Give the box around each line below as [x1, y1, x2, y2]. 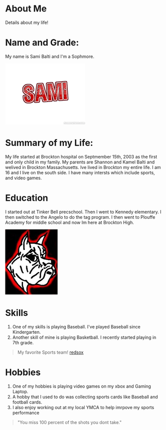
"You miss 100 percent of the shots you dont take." [17, 419, 122, 425]
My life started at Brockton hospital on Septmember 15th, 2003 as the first [5, 153, 158, 159]
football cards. [12, 399, 42, 405]
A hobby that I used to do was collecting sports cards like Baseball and [12, 394, 158, 400]
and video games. [5, 175, 42, 181]
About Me [5, 3, 47, 14]
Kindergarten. [12, 329, 41, 335]
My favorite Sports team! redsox [17, 349, 84, 355]
